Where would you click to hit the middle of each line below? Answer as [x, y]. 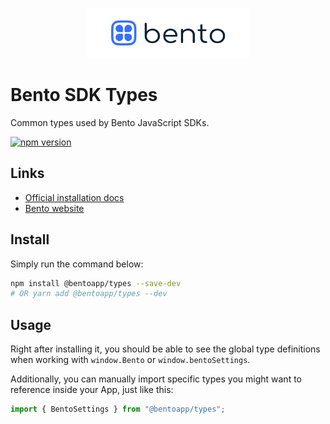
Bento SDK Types [84, 95]
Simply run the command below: [77, 264]
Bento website [54, 208]
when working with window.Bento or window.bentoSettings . [130, 360]
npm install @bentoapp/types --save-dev [96, 283]
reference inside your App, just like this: [92, 390]
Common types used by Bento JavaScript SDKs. [110, 122]
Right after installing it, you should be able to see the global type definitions [165, 349]
